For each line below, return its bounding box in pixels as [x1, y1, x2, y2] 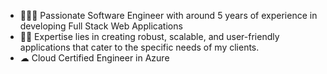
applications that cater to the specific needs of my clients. [19, 41, 260, 53]
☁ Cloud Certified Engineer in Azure [19, 52, 170, 64]
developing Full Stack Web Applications [19, 20, 183, 32]
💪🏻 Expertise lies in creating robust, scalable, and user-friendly [19, 31, 280, 42]
